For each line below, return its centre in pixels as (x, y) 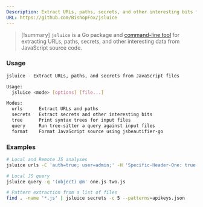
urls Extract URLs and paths (55, 109)
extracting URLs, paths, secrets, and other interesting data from (100, 41)
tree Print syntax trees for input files (71, 120)
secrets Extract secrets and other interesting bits (82, 115)
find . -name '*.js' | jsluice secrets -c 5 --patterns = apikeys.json (96, 198)
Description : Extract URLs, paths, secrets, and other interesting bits (100, 12)
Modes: (14, 103)
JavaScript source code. (52, 48)
